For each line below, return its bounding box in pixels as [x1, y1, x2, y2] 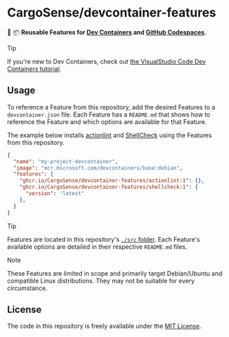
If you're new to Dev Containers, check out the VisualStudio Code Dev [7, 57, 206, 65]
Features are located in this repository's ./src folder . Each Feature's [7, 235, 201, 243]
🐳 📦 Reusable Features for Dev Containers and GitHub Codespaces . [7, 28, 207, 36]
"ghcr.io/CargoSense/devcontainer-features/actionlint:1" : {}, [19, 177, 205, 184]
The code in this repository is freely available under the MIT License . [7, 322, 201, 330]
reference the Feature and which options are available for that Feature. [7, 117, 208, 125]
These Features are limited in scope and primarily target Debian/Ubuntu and [7, 269, 223, 277]
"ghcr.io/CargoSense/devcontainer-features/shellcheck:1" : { [19, 184, 198, 191]
